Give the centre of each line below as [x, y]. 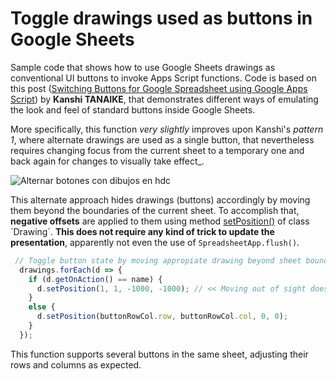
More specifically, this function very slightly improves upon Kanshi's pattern [167, 129]
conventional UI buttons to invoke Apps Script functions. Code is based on [164, 78]
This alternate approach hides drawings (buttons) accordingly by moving [160, 199]
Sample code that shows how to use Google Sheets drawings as [143, 67]
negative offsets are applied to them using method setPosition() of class [160, 221]
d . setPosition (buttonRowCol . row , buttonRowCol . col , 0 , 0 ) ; [162, 317]
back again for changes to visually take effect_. [107, 161]
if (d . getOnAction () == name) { [95, 279]
